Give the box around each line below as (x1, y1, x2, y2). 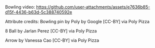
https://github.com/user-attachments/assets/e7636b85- (36, 4, 150, 10)
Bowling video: (5, 4, 35, 10)
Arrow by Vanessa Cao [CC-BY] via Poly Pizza (5, 37, 99, 43)
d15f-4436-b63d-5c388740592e (5, 9, 72, 15)
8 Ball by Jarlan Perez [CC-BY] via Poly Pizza (5, 28, 97, 33)
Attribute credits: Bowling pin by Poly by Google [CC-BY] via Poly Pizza (5, 19, 150, 24)
